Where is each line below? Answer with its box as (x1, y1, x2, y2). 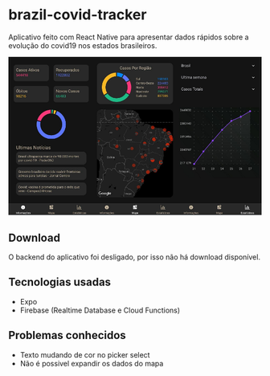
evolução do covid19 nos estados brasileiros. (8, 40, 157, 50)
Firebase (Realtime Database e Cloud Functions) (19, 305, 181, 315)
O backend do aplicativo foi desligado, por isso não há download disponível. (8, 251, 261, 262)
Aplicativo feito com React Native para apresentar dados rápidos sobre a (8, 32, 249, 42)
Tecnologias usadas (8, 276, 111, 289)
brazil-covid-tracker (8, 6, 147, 24)
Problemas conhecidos (8, 329, 126, 342)
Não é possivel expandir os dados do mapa (19, 358, 164, 368)
